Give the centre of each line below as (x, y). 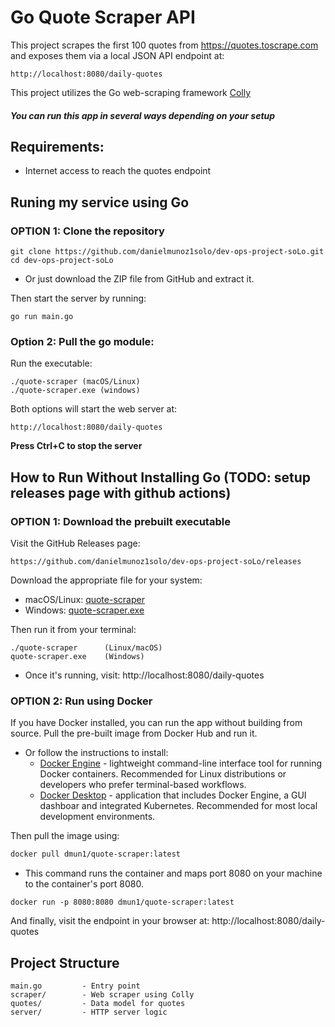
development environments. (97, 817)
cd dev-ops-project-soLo (62, 261)
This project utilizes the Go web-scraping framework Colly (131, 92)
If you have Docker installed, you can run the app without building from (156, 723)
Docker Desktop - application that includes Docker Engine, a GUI (173, 795)
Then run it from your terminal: (73, 630)
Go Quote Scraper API (103, 17)
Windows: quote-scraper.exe (84, 610)
